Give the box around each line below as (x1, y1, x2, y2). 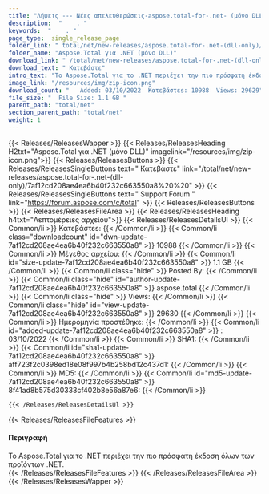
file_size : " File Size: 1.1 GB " (8, 94, 127, 102)
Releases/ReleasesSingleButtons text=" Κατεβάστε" (8, 164, 181, 173)
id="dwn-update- (89, 232, 147, 241)
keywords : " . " (8, 26, 78, 34)
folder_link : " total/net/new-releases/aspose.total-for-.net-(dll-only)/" (8, 42, 267, 50)
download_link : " (8, 57, 66, 65)
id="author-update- (115, 274, 180, 284)
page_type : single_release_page (8, 34, 120, 43)
